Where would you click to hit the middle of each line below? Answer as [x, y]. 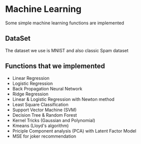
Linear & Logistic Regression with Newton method [63, 99]
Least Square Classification [40, 104]
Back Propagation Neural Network [47, 88]
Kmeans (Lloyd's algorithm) [40, 126]
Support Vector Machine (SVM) [44, 110]
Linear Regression [31, 78]
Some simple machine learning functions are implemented [65, 23]
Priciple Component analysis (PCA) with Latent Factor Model [74, 131]
